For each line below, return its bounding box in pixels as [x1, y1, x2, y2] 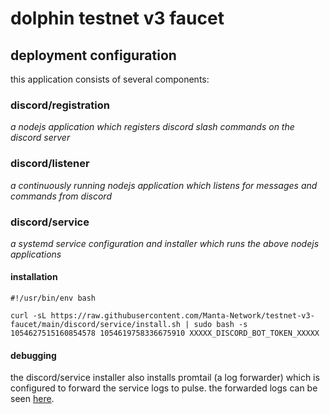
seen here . [10, 393, 55, 405]
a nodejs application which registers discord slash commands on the [10, 121, 295, 133]
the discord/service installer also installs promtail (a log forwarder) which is [10, 372, 320, 384]
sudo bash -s [193, 320, 248, 330]
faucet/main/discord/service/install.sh [10, 320, 182, 330]
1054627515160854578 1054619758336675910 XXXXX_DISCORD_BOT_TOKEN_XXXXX [10, 328, 320, 339]
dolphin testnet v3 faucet [10, 7, 225, 30]
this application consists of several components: [10, 73, 210, 85]
